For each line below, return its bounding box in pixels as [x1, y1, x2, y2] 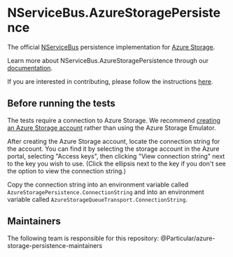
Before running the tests [7, 98, 115, 110]
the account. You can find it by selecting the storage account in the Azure [7, 145, 220, 153]
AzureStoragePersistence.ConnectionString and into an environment [7, 187, 204, 196]
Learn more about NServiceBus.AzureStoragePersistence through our [7, 56, 209, 64]
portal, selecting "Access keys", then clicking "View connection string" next [7, 152, 225, 160]
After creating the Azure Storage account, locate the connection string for [7, 137, 220, 145]
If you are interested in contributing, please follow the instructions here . [7, 77, 213, 85]
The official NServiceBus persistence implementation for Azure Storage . [7, 43, 216, 51]
